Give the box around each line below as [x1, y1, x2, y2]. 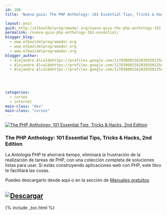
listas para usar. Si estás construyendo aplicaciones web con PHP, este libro [5, 162, 162, 168]
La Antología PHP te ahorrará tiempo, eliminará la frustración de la [5, 152, 141, 158]
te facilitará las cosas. [5, 167, 50, 174]
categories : [5, 90, 30, 95]
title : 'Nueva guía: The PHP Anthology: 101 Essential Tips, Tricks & [5, 12, 155, 17]
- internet [9, 99, 32, 104]
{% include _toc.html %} [5, 205, 55, 211]
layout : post [5, 21, 32, 26]
